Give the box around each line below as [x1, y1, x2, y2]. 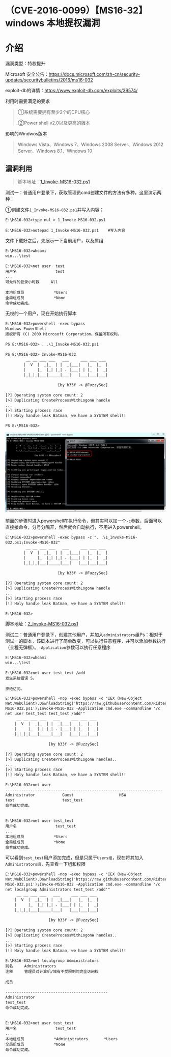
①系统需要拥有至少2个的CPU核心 [17, 109, 90, 115]
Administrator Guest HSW [5, 792, 126, 798]
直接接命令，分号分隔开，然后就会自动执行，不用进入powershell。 [5, 524, 144, 530]
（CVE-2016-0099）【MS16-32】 [5, 5, 148, 16]
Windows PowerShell [5, 326, 47, 331]
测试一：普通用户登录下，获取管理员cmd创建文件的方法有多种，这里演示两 [5, 189, 162, 195]
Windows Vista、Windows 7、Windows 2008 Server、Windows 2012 [17, 141, 164, 148]
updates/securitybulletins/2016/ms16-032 [5, 77, 93, 83]
